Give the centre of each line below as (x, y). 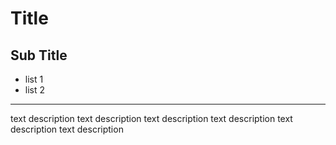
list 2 (35, 90)
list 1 (34, 79)
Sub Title (39, 55)
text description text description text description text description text (151, 118)
